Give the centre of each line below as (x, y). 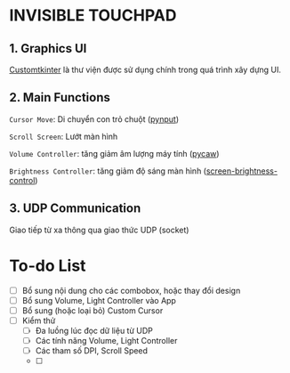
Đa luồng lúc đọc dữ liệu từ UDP (94, 330)
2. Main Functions (60, 97)
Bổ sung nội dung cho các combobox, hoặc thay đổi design (131, 290)
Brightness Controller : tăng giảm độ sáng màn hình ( (108, 171)
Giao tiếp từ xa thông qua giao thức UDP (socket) (99, 230)
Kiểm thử (39, 320)
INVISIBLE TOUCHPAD (93, 16)
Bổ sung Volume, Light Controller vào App (99, 300)
